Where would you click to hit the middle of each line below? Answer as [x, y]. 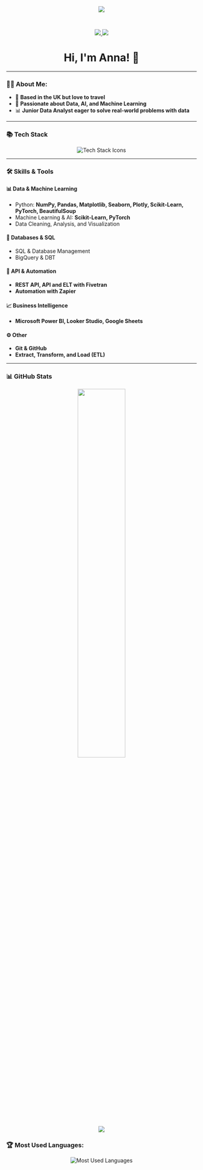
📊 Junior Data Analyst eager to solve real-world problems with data [102, 111]
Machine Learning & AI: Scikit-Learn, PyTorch [73, 217]
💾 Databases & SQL [31, 238]
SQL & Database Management [53, 251]
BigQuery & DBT [35, 257]
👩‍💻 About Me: [27, 84]
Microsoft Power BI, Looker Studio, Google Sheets [79, 321]
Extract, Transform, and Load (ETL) [60, 355]
